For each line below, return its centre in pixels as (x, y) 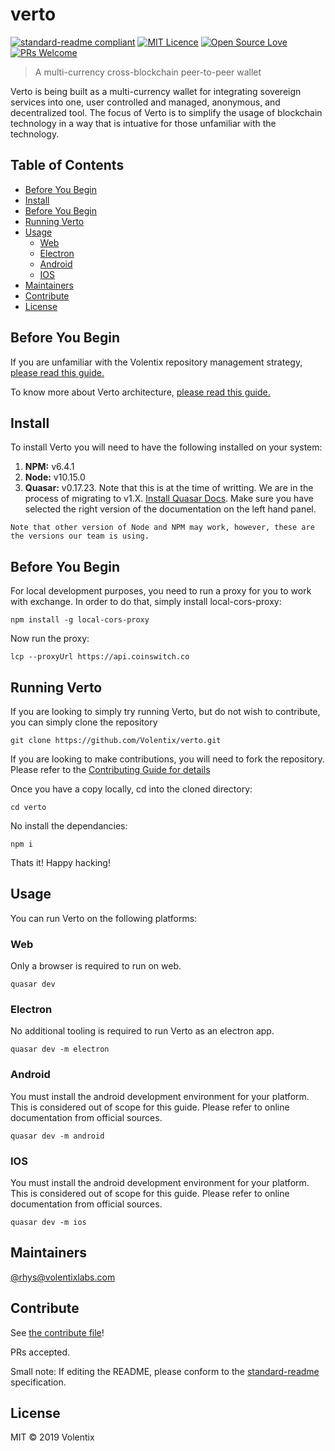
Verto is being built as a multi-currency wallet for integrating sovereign (156, 91)
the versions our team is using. (80, 536)
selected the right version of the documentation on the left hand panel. (170, 509)
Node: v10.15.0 (55, 477)
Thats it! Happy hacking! (60, 862)
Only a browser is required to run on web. (96, 966)
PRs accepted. (40, 1352)
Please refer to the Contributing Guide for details (110, 769)
